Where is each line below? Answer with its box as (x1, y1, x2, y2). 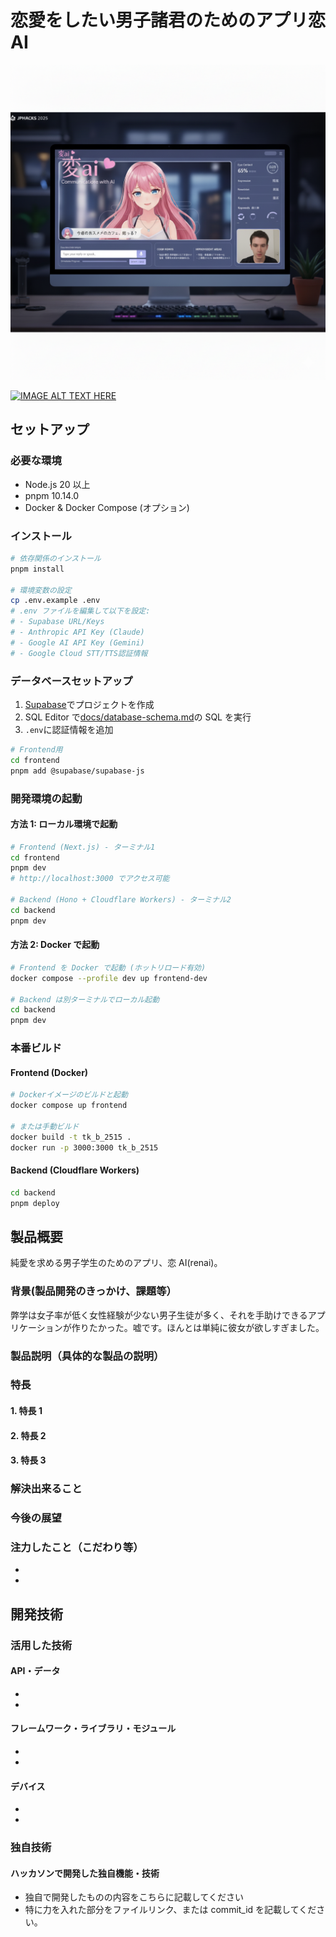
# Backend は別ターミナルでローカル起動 (10, 994, 160, 1005)
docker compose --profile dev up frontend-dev (10, 973, 208, 983)
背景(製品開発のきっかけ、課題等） (10, 1284, 177, 1298)
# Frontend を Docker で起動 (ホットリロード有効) (10, 962, 207, 973)
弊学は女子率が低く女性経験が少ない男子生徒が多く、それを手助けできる (10, 1309, 308, 1321)
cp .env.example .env (10, 596, 101, 606)
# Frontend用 (10, 744, 63, 755)
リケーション (10, 1321, 63, 1333)
